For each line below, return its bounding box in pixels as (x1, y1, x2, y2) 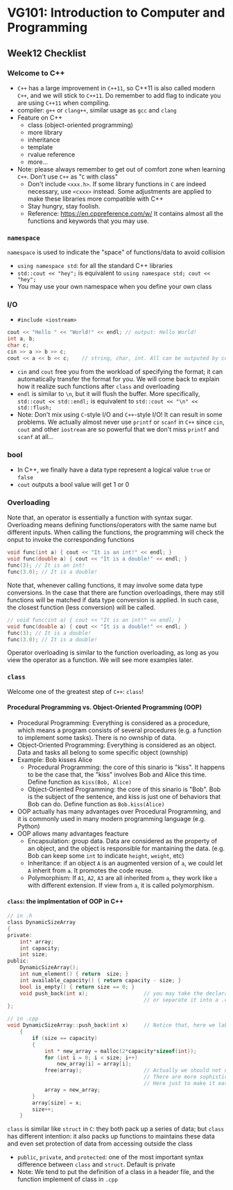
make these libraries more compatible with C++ (27, 195, 164, 203)
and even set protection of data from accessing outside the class (7, 1139, 193, 1148)
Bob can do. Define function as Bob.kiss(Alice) (27, 800, 165, 808)
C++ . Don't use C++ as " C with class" (17, 172, 118, 181)
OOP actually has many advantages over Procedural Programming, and (17, 807, 221, 816)
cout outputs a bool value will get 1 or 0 (17, 481, 130, 489)
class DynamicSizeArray (7, 919, 76, 926)
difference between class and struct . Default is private (17, 1160, 175, 1168)
